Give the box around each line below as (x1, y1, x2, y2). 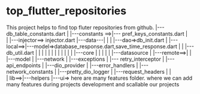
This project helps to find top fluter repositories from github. (6, 24, 154, 31)
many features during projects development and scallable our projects (6, 80, 180, 87)
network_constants (6, 68, 54, 75)
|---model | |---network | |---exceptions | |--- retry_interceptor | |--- (6, 55, 175, 62)
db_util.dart (6, 49, 34, 56)
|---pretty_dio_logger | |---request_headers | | (57, 68, 172, 75)
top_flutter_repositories (6, 4, 127, 18)
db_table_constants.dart (6, 30, 66, 37)
